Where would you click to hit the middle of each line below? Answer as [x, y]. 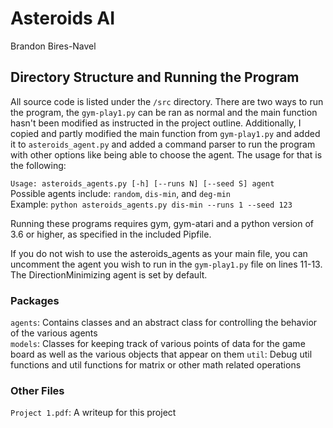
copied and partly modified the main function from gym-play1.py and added [165, 133]
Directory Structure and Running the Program [155, 77]
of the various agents [54, 333]
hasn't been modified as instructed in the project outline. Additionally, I [156, 123]
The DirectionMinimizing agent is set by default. [109, 274]
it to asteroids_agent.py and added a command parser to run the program [163, 144]
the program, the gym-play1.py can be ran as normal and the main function [164, 112]
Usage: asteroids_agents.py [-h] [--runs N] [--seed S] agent [142, 183]
